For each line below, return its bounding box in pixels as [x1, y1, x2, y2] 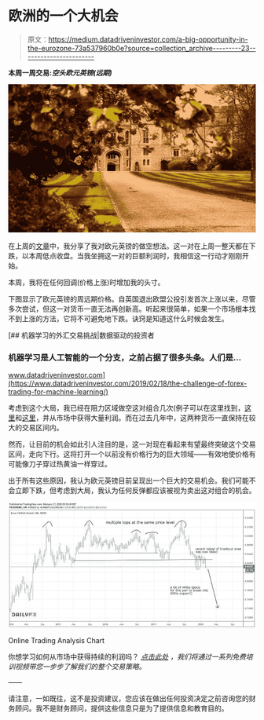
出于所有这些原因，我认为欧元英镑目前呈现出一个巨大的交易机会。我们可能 [8, 476, 249, 485]
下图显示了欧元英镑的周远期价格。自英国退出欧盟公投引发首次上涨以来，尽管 [8, 294, 256, 303]
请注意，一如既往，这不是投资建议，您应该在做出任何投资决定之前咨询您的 [8, 693, 249, 703]
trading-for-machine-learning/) [8, 387, 108, 397]
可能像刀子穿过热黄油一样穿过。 [8, 459, 112, 469]
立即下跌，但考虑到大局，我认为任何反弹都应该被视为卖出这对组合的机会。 [14, 486, 256, 495]
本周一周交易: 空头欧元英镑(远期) [8, 68, 112, 77]
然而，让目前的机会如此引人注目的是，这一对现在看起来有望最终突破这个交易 [8, 440, 256, 449]
